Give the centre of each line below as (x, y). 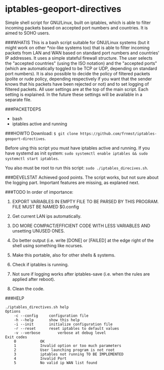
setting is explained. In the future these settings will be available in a (74, 94)
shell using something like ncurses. (47, 245)
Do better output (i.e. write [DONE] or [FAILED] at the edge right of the (83, 240)
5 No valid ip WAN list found (56, 363)
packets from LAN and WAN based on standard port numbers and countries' (82, 53)
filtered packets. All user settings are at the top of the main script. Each (77, 89)
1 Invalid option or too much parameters (68, 346)
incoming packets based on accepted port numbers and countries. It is (77, 27)
